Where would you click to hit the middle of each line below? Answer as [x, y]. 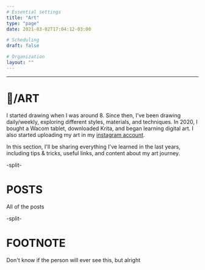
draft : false [23, 46]
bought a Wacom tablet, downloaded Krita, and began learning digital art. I [100, 128]
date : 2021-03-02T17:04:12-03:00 [49, 29]
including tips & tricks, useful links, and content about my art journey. [93, 153]
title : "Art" [23, 18]
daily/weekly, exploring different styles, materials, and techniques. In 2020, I [102, 122]
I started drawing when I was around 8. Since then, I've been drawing [94, 115]
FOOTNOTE [36, 243]
